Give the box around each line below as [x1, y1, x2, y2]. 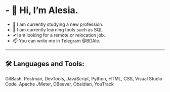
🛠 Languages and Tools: [5, 60, 84, 68]
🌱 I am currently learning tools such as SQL [12, 26, 103, 32]
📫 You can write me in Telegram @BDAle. [12, 37, 100, 43]
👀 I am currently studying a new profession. [12, 21, 104, 27]
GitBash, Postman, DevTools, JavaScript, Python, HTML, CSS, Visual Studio [5, 75, 163, 81]
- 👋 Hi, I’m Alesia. [5, 5, 78, 16]
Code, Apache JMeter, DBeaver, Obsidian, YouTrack [5, 81, 114, 87]
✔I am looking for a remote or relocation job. [12, 32, 105, 38]
